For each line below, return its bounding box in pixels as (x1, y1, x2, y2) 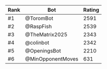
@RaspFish (25, 23, 52, 29)
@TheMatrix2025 (25, 31, 68, 38)
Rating (83, 6, 99, 13)
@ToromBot (25, 15, 54, 21)
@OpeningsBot (25, 47, 62, 54)
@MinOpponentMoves (25, 55, 79, 62)
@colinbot (25, 39, 49, 46)
